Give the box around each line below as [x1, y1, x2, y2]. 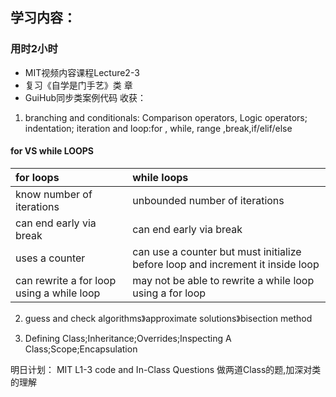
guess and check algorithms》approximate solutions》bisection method [24, 312, 313, 324]
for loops [15, 170, 60, 184]
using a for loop [132, 286, 207, 300]
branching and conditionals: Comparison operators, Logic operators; [24, 111, 308, 123]
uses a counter [15, 251, 86, 265]
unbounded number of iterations [132, 193, 285, 207]
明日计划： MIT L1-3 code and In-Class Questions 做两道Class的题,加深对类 [10, 363, 322, 375]
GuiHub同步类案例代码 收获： [24, 91, 147, 103]
